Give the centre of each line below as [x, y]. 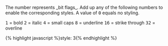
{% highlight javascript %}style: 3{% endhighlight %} [61, 38]
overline [14, 28]
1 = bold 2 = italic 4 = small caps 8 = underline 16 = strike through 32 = [80, 23]
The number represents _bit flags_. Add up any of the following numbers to [84, 7]
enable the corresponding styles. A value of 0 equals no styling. [72, 13]
